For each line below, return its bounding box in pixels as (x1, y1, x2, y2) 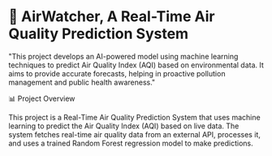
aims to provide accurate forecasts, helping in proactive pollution (8, 68, 226, 78)
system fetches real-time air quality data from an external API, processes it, (8, 129, 261, 139)
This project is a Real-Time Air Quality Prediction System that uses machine (8, 112, 261, 122)
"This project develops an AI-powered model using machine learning (8, 51, 239, 61)
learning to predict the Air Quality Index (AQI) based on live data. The (8, 121, 240, 131)
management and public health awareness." (8, 77, 156, 87)
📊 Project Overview (8, 93, 76, 103)
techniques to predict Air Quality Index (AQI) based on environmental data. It (8, 60, 264, 70)
